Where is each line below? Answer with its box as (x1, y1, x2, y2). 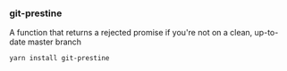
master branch (27, 36, 82, 47)
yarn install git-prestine (9, 54, 110, 63)
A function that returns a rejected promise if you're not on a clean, (9, 28, 253, 38)
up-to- (254, 28, 279, 38)
